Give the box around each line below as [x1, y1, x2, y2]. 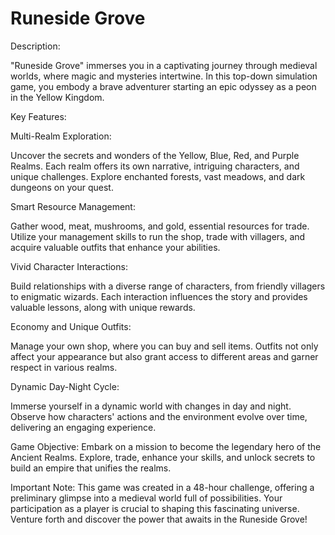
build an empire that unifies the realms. [10, 462, 172, 474]
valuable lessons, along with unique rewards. [10, 301, 196, 313]
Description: [10, 40, 61, 52]
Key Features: [10, 110, 67, 122]
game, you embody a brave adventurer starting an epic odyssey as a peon [10, 80, 317, 92]
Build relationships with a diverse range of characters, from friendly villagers [10, 280, 326, 292]
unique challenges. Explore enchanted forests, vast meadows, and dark [10, 170, 306, 182]
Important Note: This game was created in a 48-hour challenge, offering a [10, 481, 315, 493]
